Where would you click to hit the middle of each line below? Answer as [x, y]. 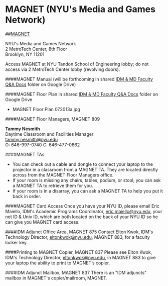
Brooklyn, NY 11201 [25, 54]
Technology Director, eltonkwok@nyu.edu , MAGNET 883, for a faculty [78, 237]
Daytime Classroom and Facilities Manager [49, 134]
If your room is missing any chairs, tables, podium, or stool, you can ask [87, 180]
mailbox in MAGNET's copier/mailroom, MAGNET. [56, 278]
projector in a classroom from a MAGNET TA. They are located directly [85, 169]
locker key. [17, 242]
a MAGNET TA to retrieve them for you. [53, 185]
